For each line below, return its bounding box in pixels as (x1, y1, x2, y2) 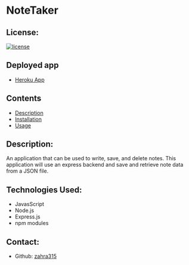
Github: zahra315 (14, 252, 57, 260)
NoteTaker (6, 4, 58, 17)
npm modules (14, 220, 49, 227)
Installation (14, 116, 42, 123)
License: (6, 27, 39, 38)
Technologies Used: (6, 185, 82, 195)
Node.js (14, 207, 35, 214)
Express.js (14, 213, 41, 220)
